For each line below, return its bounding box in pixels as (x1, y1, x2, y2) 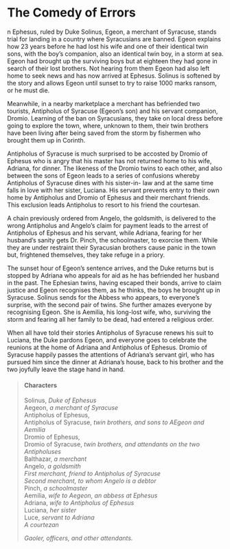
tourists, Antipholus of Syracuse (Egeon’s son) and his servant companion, (7, 107, 218, 115)
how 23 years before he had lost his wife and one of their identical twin (7, 42, 208, 50)
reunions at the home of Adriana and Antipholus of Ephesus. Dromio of (7, 343, 207, 351)
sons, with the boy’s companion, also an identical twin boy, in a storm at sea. (7, 50, 224, 58)
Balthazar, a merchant (23, 455, 87, 463)
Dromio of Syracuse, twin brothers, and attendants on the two (23, 440, 200, 448)
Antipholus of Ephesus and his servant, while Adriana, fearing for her (7, 229, 203, 237)
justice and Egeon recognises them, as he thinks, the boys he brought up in (7, 286, 220, 294)
